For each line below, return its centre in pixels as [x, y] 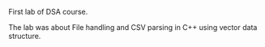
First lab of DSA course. [48, 12]
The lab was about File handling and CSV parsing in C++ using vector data [133, 27]
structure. [25, 36]
